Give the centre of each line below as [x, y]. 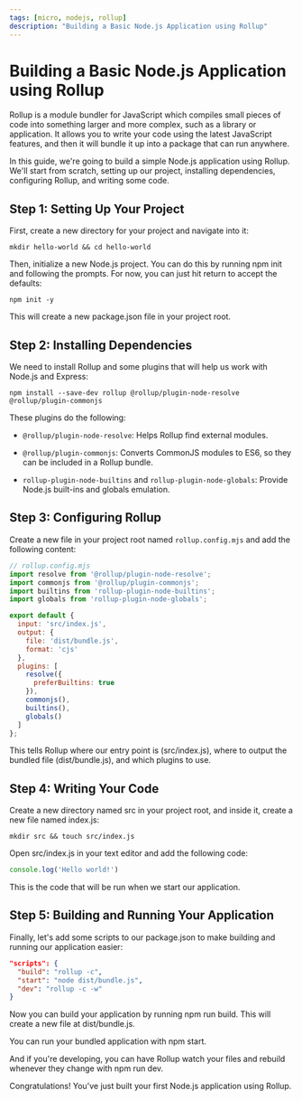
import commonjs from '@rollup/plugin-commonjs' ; [105, 583]
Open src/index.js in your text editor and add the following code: [129, 853]
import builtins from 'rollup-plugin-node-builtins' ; [113, 591]
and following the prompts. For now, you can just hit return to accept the [143, 274]
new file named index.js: [55, 820]
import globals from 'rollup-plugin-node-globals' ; [108, 599]
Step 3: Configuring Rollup [86, 517]
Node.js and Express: [49, 377]
